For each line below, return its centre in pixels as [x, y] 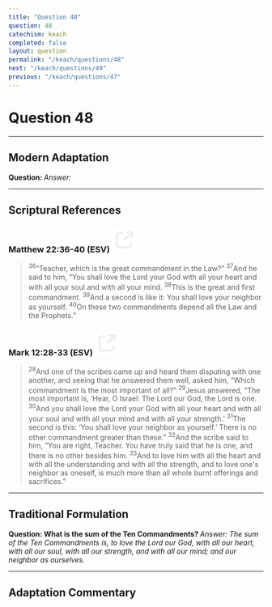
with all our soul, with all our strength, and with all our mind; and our [123, 551]
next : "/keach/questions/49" [57, 69]
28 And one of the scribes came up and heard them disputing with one [144, 371]
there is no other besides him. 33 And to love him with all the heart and [144, 455]
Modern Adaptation [59, 158]
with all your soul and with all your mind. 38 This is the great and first [141, 286]
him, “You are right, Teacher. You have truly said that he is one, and [140, 446]
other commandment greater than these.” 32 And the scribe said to [138, 436]
